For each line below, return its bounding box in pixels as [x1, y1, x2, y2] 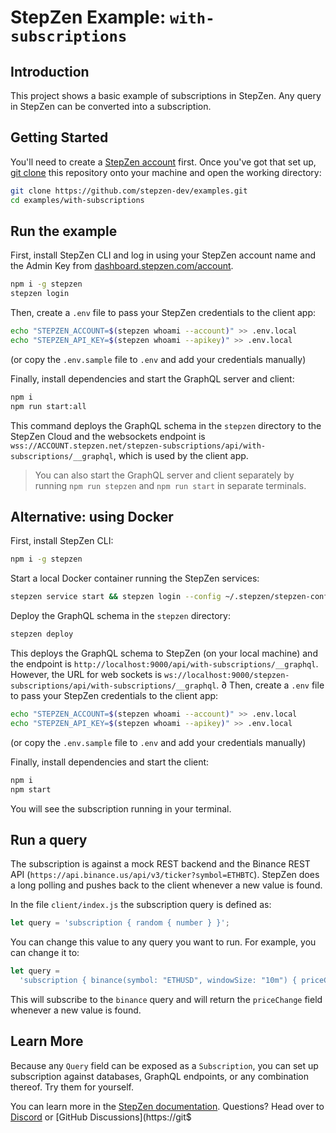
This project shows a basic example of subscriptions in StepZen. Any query [10, 90, 322, 101]
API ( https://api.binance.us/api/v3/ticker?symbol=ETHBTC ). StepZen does [10, 869, 320, 881]
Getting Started [10, 129, 109, 146]
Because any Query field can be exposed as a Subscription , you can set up [10, 1059, 319, 1071]
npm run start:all [10, 401, 87, 411]
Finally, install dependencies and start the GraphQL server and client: [10, 372, 295, 385]
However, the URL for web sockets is [10, 669, 163, 681]
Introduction [10, 63, 90, 80]
